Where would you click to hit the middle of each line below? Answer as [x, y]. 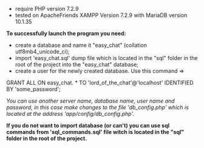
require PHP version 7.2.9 [47, 9]
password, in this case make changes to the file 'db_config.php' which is [98, 107]
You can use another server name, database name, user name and [90, 101]
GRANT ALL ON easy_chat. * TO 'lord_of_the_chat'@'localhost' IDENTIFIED [100, 82]
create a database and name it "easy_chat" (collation [81, 45]
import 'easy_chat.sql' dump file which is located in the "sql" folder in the [107, 58]
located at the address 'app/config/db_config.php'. [70, 114]
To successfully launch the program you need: [66, 33]
